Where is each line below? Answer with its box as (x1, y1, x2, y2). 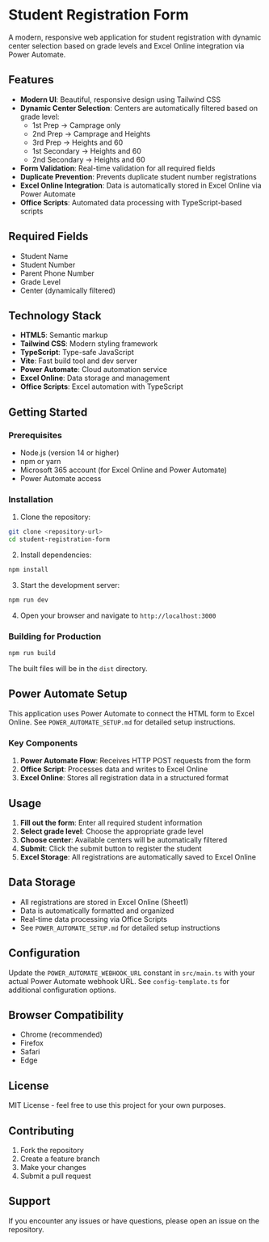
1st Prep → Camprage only (32, 120, 121, 130)
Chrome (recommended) (19, 1029, 103, 1040)
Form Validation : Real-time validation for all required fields (19, 163, 216, 173)
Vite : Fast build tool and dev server (19, 356, 137, 365)
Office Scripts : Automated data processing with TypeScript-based (19, 197, 242, 207)
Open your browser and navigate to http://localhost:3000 (19, 610, 216, 620)
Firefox (19, 1038, 44, 1048)
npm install (8, 566, 48, 574)
